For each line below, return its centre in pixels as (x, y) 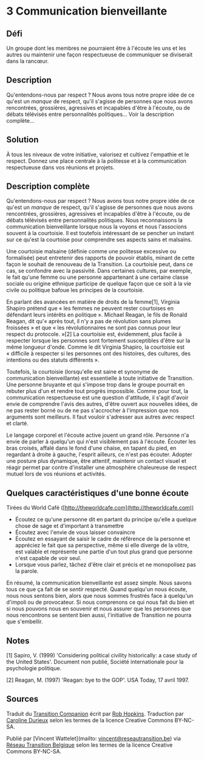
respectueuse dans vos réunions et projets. (60, 167)
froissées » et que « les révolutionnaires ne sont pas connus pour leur (93, 328)
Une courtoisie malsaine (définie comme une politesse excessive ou (91, 252)
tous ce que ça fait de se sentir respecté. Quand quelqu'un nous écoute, (97, 589)
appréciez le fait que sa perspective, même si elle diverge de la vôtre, (102, 546)
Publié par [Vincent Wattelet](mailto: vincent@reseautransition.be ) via (93, 738)
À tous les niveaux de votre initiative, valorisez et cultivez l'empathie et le (98, 154)
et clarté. (18, 423)
